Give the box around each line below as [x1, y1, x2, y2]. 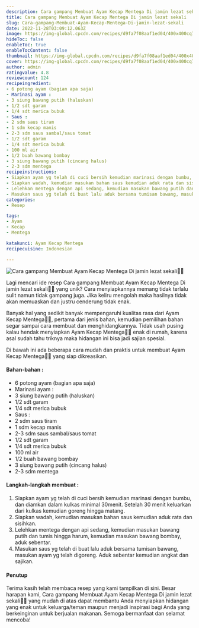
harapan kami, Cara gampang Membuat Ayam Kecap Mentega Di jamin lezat [6, 591, 192, 598]
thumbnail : [6, 53, 33, 59]
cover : [6, 58, 23, 64]
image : [6, 31, 23, 37]
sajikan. [14, 557, 34, 565]
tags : [6, 213, 20, 219]
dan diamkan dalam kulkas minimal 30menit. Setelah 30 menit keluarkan [14, 501, 191, 508]
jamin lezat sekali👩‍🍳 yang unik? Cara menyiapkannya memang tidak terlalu [6, 285, 188, 292]
